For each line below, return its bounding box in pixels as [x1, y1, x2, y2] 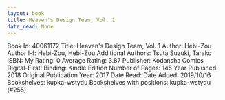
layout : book [7, 10, 45, 17]
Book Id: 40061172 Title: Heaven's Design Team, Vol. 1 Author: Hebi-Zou [7, 42, 212, 50]
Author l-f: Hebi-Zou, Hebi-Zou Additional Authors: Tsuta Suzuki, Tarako [7, 49, 212, 57]
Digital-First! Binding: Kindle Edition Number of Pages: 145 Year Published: [7, 63, 218, 72]
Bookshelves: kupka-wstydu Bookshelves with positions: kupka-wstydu [7, 79, 211, 87]
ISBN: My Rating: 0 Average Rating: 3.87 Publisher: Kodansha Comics [7, 57, 204, 65]
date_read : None [7, 23, 54, 30]
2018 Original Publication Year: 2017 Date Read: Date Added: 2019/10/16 [7, 71, 211, 79]
